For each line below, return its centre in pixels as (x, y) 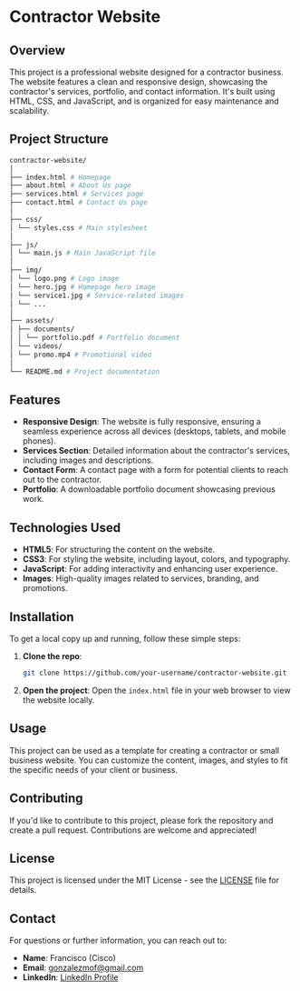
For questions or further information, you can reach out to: (118, 941)
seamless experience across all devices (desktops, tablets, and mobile (155, 431)
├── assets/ (32, 321)
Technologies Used (65, 528)
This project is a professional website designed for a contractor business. (146, 72)
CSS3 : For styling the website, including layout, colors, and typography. (156, 559)
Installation (42, 617)
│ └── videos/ (36, 346)
